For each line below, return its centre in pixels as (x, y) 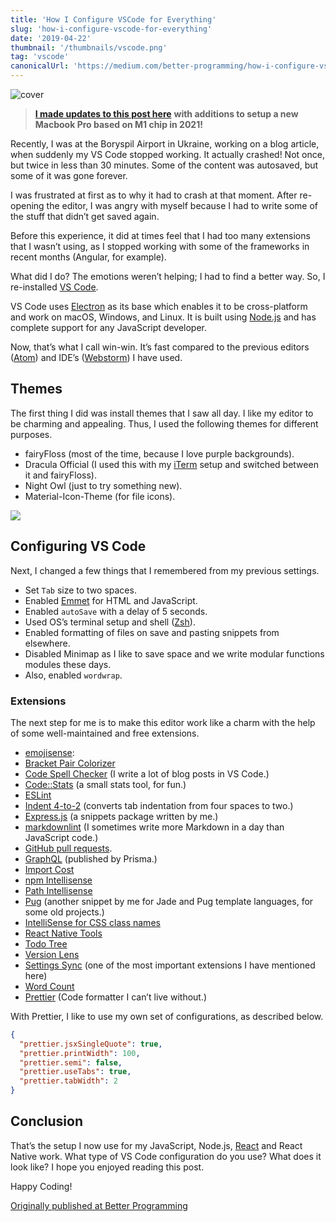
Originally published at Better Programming (99, 1205)
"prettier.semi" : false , (71, 1062)
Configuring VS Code (78, 546)
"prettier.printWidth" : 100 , (80, 1053)
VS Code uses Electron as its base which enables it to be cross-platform (159, 306)
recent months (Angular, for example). (88, 257)
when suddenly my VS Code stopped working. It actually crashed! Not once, (167, 154)
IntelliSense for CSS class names (92, 922)
